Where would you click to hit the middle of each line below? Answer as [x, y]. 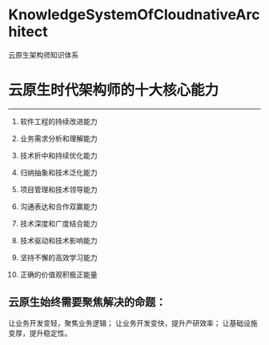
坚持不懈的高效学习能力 [58, 257]
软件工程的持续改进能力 [58, 121]
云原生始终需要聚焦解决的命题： [87, 302]
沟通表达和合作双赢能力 [58, 207]
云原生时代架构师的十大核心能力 [114, 90]
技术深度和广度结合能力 [58, 223]
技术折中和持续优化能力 [58, 155]
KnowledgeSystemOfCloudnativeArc [134, 15]
